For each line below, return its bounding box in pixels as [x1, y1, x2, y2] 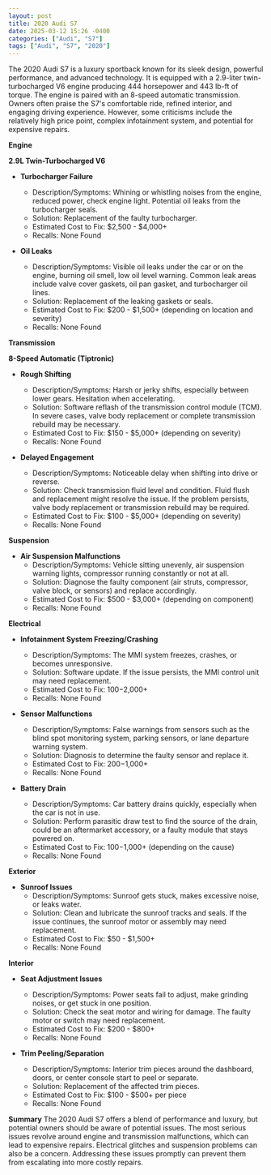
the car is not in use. [32, 808, 101, 817]
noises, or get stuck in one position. [32, 998, 152, 1008]
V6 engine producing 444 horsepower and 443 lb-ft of [55, 82, 239, 92]
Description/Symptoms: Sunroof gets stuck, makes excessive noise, [32, 891, 260, 901]
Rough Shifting [19, 370, 72, 380]
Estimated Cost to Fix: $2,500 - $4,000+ [32, 222, 167, 232]
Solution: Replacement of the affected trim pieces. [32, 1082, 200, 1091]
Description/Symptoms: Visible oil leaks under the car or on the [32, 262, 243, 272]
